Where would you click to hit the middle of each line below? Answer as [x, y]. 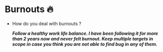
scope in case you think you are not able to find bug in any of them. [85, 44]
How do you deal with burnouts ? [47, 23]
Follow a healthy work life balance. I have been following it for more [85, 33]
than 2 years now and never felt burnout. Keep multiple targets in [83, 38]
